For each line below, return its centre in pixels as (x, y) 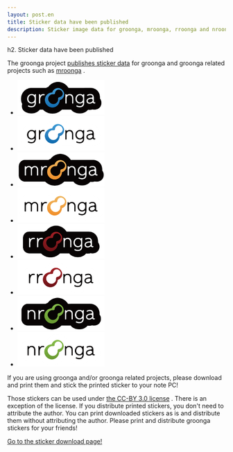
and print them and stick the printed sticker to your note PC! (93, 385)
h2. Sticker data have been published (60, 50)
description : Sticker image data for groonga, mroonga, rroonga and (108, 29)
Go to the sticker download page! (55, 442)
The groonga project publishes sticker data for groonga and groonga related (116, 63)
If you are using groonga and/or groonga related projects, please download (114, 378)
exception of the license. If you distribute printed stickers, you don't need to (115, 406)
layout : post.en (31, 15)
